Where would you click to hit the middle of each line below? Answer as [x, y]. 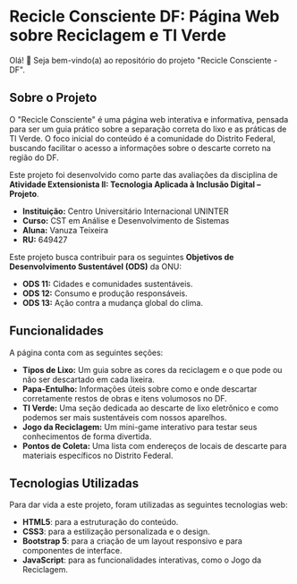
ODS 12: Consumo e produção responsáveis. [105, 293]
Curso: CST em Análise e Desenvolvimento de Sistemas [126, 220]
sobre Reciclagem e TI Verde [118, 35]
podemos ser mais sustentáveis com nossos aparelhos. [124, 417]
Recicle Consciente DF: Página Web [144, 17]
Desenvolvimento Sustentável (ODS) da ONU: [95, 267]
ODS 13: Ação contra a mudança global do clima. [113, 302]
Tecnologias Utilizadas [74, 483]
